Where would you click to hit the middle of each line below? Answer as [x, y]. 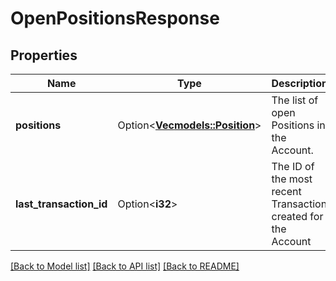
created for [297, 216]
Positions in [298, 125]
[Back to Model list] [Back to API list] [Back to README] [125, 266]
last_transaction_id [61, 204]
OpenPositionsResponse [115, 18]
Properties [44, 55]
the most [292, 179]
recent [286, 191]
